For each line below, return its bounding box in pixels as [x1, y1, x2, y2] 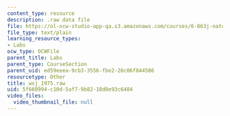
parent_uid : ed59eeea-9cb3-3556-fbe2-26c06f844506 [7, 67, 155, 74]
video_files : [7, 93, 44, 100]
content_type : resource [7, 10, 75, 17]
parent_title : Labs [7, 55, 63, 61]
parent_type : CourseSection [7, 61, 88, 68]
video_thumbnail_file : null [13, 99, 94, 106]
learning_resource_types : [7, 35, 81, 42]
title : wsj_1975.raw [7, 80, 66, 87]
